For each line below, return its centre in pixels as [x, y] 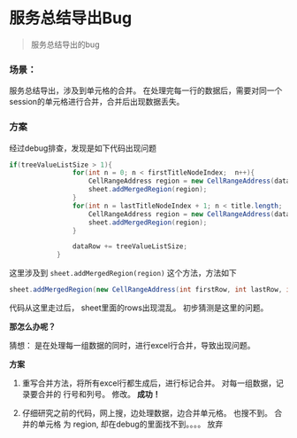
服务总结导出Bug [71, 18]
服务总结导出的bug [65, 44]
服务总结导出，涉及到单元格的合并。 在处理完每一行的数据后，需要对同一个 [146, 90]
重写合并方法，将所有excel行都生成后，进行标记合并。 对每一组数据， [149, 383]
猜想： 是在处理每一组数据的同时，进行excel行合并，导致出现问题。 [132, 346]
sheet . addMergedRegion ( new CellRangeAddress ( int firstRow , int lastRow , [146, 290]
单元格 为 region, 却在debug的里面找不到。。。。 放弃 [130, 424]
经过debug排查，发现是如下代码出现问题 [83, 148]
